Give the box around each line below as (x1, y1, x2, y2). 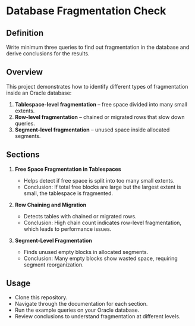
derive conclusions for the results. (6, 50, 90, 57)
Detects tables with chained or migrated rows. (23, 212, 137, 220)
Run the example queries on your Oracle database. (14, 306, 140, 314)
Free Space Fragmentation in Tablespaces (14, 165, 121, 173)
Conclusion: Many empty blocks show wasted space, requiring (23, 255, 178, 262)
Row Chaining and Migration (14, 201, 87, 208)
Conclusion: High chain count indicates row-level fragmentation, (23, 219, 182, 226)
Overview (6, 67, 43, 77)
